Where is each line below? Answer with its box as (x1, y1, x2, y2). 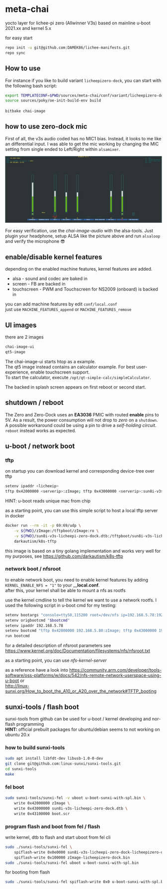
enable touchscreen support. (30, 369, 90, 375)
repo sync (5, 50, 26, 55)
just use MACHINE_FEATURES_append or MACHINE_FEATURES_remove (5, 306, 132, 312)
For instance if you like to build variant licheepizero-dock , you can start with (5, 77, 162, 83)
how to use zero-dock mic (5, 122, 87, 131)
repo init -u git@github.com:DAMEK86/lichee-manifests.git (5, 45, 130, 50)
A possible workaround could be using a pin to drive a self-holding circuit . (5, 422, 157, 428)
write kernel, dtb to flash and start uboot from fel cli (5, 834, 111, 840)
